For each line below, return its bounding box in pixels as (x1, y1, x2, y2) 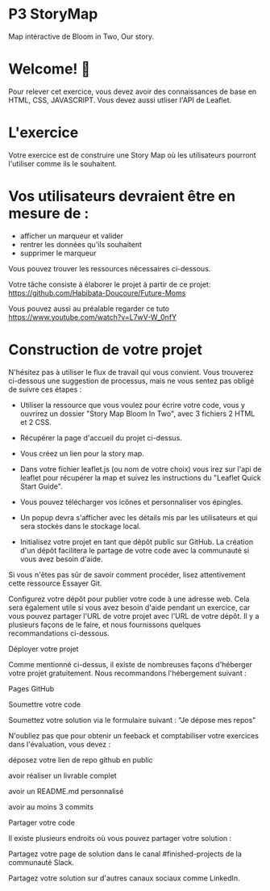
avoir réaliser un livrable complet (8, 771, 117, 780)
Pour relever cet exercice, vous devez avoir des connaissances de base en (8, 86, 257, 96)
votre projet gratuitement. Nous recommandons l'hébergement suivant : (8, 668, 247, 678)
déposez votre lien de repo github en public (8, 754, 153, 764)
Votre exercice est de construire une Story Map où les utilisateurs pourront (8, 150, 256, 160)
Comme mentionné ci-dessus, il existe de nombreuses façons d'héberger (8, 659, 252, 669)
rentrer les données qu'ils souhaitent (19, 239, 143, 249)
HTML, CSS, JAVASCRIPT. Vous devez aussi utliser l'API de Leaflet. (8, 95, 232, 105)
